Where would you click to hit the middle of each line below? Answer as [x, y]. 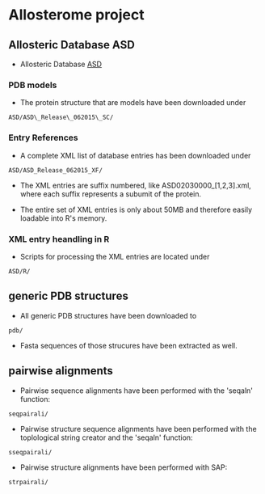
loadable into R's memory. [63, 218]
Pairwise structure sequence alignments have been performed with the [138, 429]
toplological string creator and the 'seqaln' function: [106, 437]
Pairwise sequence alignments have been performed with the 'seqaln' [136, 391]
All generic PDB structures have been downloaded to [108, 315]
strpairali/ [28, 482]
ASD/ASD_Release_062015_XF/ [56, 170]
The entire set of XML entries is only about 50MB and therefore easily [136, 209]
